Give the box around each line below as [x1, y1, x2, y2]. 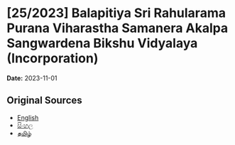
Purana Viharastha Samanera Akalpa [6, 20, 229, 36]
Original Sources [6, 95, 82, 107]
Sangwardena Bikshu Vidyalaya [6, 36, 198, 51]
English [16, 113, 39, 122]
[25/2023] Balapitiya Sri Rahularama [6, 5, 226, 21]
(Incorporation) [6, 50, 99, 67]
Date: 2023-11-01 [6, 73, 58, 82]
